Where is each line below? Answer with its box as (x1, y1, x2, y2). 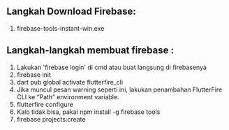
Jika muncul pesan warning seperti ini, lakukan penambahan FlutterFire (16, 85, 223, 94)
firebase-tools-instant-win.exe (16, 24, 105, 32)
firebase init (16, 70, 52, 79)
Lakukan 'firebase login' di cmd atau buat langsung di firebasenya (16, 63, 207, 71)
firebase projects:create (16, 115, 86, 123)
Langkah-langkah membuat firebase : (6, 45, 174, 57)
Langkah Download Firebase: (6, 6, 137, 17)
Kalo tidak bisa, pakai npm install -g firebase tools (16, 108, 161, 116)
